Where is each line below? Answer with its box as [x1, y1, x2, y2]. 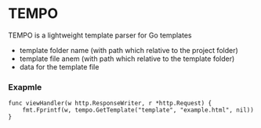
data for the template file [19, 62, 100, 71]
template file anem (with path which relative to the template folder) [19, 54, 235, 63]
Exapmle [8, 81, 42, 92]
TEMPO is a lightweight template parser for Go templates [8, 30, 192, 40]
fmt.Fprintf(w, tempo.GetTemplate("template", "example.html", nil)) [22, 106, 255, 114]
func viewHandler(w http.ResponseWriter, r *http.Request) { [8, 99, 212, 108]
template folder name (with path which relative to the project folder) [19, 45, 239, 55]
